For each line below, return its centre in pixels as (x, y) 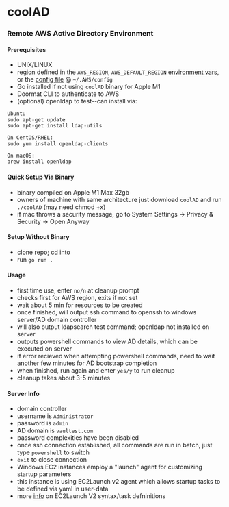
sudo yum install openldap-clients (58, 144)
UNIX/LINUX (35, 65)
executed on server (44, 348)
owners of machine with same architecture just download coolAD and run (119, 199)
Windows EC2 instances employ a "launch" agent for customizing (110, 467)
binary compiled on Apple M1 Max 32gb (73, 192)
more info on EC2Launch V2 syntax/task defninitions (91, 496)
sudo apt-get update (37, 120)
